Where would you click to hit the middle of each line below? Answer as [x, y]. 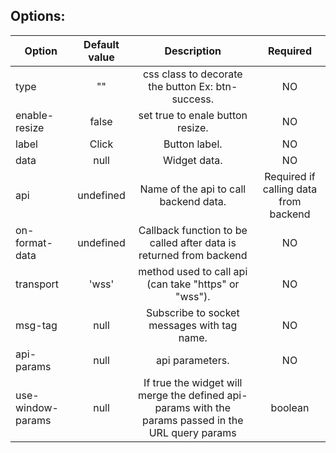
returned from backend [193, 255]
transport [37, 284]
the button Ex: [181, 86]
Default [101, 44]
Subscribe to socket [192, 312]
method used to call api [193, 271]
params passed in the [192, 420]
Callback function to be [193, 230]
